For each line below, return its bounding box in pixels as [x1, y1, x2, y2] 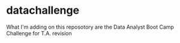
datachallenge [6, 4, 80, 17]
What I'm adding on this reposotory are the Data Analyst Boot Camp [6, 23, 174, 30]
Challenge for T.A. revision [6, 29, 72, 36]
